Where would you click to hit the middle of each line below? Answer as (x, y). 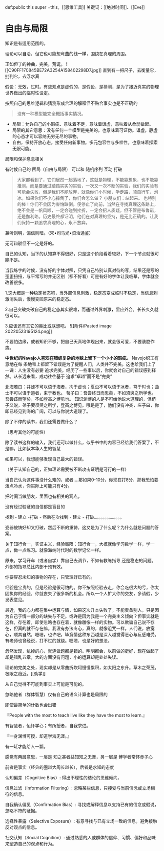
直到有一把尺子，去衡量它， (131, 70)
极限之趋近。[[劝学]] (25, 673)
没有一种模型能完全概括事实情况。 (51, 114)
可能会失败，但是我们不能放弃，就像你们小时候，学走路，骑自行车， (85, 192)
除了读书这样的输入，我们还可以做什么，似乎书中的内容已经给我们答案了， (80, 442)
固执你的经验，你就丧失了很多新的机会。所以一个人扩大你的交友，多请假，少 (82, 593)
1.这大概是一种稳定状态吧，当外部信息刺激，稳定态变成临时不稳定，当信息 (79, 293)
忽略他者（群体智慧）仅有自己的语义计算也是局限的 (56, 694)
